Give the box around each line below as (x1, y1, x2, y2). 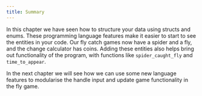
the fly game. (6, 83, 39, 90)
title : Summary (6, 9, 45, 15)
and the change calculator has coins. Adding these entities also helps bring (6, 45, 194, 52)
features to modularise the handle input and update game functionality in (6, 76, 189, 83)
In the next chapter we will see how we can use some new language (6, 69, 177, 77)
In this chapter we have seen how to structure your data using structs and (6, 26, 191, 33)
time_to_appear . (6, 58, 47, 65)
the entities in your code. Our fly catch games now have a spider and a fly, (6, 38, 192, 46)
